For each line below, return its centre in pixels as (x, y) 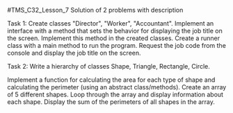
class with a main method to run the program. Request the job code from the (116, 45)
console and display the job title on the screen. (74, 53)
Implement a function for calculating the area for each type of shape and (111, 80)
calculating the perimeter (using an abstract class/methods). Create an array (117, 87)
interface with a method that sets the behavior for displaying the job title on (115, 31)
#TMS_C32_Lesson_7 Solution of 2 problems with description (95, 10)
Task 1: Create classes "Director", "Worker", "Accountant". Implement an (111, 23)
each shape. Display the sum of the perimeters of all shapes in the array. (111, 102)
